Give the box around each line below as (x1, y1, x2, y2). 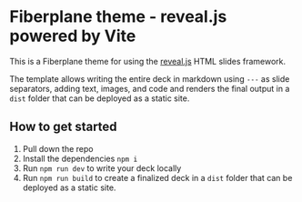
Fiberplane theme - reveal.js (9, 6, 227, 27)
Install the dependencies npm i (22, 153, 138, 164)
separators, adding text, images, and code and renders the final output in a (9, 83, 290, 94)
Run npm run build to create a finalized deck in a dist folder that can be (22, 172, 293, 183)
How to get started (9, 119, 117, 135)
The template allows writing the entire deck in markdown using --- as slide (9, 73, 290, 84)
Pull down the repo (22, 143, 94, 154)
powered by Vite (9, 25, 136, 46)
